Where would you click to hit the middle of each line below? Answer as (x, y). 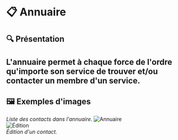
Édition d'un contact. (32, 132)
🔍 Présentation (35, 39)
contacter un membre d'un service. (73, 81)
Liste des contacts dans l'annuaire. (49, 119)
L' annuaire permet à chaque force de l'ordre (89, 62)
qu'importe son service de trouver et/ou (82, 71)
